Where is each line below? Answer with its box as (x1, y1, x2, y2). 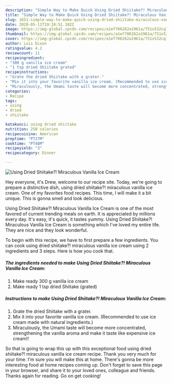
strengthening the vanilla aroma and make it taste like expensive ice (12, 330, 156, 336)
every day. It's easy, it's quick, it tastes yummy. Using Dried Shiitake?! (5, 216, 153, 222)
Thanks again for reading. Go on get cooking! (5, 373, 101, 379)
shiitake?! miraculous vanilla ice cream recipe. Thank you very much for (5, 351, 157, 357)
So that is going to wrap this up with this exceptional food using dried (5, 345, 152, 352)
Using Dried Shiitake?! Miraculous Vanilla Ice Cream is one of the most (5, 205, 154, 211)
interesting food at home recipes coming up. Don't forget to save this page (5, 361, 163, 368)
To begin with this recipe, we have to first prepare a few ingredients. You (5, 237, 159, 243)
